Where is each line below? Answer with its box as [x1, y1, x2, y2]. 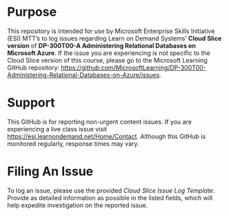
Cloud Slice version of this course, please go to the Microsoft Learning [7, 56, 208, 64]
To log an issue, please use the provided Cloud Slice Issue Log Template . [7, 186, 215, 195]
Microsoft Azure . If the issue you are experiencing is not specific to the [7, 49, 210, 57]
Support [7, 95, 55, 111]
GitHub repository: [7, 63, 60, 72]
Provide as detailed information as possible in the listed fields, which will [7, 193, 213, 202]
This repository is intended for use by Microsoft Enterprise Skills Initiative [7, 27, 215, 35]
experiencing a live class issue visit [7, 125, 108, 133]
